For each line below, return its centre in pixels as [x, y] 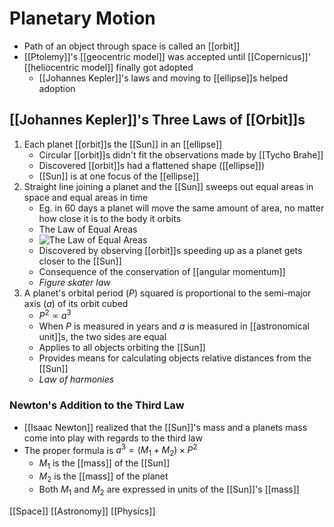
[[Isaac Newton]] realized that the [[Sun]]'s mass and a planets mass [165, 427]
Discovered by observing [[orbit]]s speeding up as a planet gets [170, 250]
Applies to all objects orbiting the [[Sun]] [122, 348]
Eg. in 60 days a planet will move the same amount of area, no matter [181, 208]
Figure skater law [74, 282]
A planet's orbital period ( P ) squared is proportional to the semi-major [167, 293]
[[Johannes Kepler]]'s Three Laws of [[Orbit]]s [157, 120]
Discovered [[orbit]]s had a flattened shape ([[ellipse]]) [152, 165]
